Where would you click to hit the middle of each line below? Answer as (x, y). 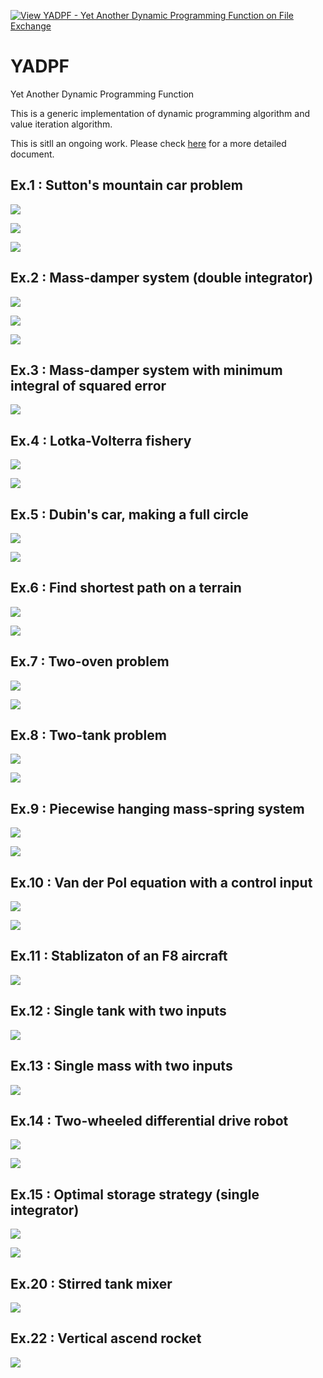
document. (32, 154)
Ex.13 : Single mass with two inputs (121, 1066)
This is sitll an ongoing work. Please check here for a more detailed (148, 143)
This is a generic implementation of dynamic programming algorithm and (160, 113)
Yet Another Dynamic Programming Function (102, 94)
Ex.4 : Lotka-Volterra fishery (101, 440)
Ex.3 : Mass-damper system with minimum (146, 370)
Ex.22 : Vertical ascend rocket (106, 1338)
